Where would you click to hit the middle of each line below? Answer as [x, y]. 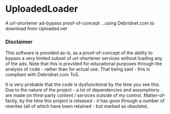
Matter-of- [155, 96]
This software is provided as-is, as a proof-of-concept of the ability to [79, 53]
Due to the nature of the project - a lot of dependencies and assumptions [82, 90]
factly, [12, 101]
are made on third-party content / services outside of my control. [74, 96]
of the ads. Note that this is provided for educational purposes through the [84, 64]
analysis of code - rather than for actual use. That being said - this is [78, 69]
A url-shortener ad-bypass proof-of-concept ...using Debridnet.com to [80, 23]
